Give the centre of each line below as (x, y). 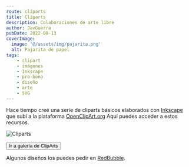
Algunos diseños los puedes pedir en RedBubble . (66, 158)
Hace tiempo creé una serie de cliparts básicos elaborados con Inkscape (95, 110)
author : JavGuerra (29, 28)
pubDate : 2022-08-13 (31, 33)
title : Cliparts (26, 17)
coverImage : (21, 39)
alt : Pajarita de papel (40, 50)
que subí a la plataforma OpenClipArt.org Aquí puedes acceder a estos (92, 116)
